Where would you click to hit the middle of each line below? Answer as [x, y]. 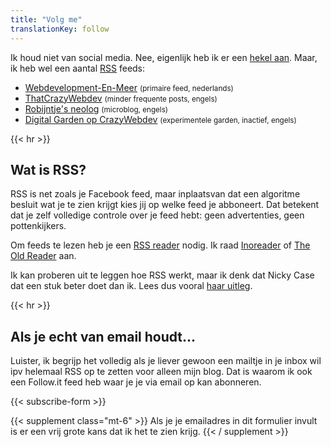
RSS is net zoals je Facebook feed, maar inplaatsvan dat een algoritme [155, 194]
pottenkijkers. [38, 226]
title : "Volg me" [46, 19]
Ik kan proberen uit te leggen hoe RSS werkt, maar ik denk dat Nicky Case [162, 275]
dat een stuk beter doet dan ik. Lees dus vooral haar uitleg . [131, 286]
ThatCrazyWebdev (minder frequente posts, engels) [121, 98]
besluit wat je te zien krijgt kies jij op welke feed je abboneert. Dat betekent [165, 205]
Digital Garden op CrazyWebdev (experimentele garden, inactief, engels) [160, 119]
